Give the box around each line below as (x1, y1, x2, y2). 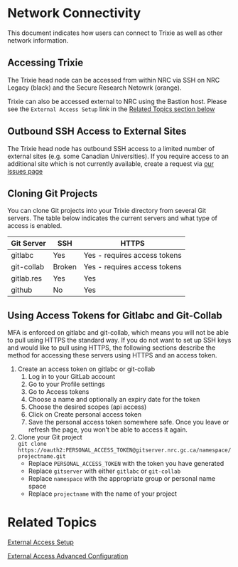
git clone (17, 440, 48, 448)
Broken (53, 262, 77, 272)
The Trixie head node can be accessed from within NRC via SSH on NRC (7, 76, 220, 84)
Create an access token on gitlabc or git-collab (17, 365, 156, 373)
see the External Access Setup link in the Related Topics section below (7, 105, 215, 113)
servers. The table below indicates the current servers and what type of (7, 214, 218, 222)
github (11, 285, 33, 295)
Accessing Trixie (7, 57, 84, 69)
